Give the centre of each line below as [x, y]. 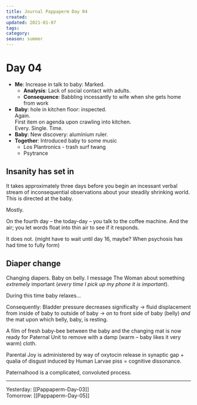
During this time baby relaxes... [43, 296]
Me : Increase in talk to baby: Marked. [60, 84]
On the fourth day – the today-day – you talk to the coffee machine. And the [97, 221]
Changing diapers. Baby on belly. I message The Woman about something [95, 278]
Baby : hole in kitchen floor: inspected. [60, 109]
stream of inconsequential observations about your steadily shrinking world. [98, 192]
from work [36, 103]
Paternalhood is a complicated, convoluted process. [69, 372]
